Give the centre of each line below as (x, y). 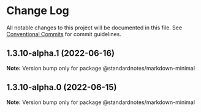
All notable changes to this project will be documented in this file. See (94, 28)
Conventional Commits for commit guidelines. (64, 34)
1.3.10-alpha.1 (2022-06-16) (61, 54)
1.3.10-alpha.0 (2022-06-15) (62, 87)
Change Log (38, 11)
